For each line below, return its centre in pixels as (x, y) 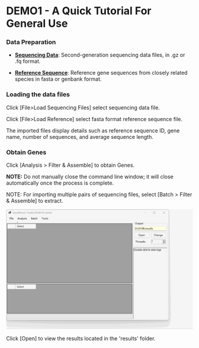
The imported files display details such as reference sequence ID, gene (93, 130)
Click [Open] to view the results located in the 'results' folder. (81, 338)
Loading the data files (38, 94)
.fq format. (28, 61)
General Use (37, 23)
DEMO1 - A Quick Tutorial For (79, 11)
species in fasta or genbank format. (58, 79)
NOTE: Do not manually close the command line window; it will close (90, 177)
